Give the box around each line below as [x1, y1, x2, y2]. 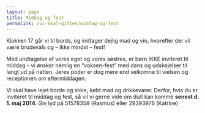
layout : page [6, 9, 40, 15]
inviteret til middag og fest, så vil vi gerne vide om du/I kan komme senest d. [6, 93, 199, 101]
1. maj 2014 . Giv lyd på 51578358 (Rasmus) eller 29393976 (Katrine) [6, 100, 179, 107]
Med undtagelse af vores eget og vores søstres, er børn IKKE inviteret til [6, 56, 188, 63]
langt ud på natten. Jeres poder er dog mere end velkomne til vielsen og [6, 68, 188, 76]
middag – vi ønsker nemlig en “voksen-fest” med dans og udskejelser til [6, 62, 188, 69]
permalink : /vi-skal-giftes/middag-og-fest [6, 20, 119, 26]
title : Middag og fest [6, 15, 64, 21]
